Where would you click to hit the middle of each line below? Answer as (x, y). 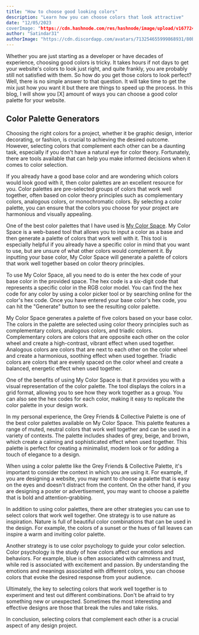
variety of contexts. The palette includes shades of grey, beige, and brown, (98, 435)
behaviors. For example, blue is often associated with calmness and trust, (96, 558)
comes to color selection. (37, 164)
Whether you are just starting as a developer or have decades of (85, 56)
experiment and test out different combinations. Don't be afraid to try (90, 595)
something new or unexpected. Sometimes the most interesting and (89, 601)
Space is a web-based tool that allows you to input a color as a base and (95, 231)
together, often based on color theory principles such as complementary (95, 195)
